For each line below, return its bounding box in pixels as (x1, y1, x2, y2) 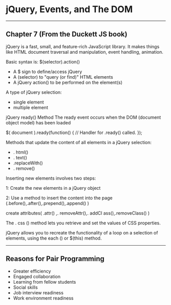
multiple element (13, 104, 48, 110)
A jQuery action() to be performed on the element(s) (13, 79, 123, 85)
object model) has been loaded (6, 119, 71, 125)
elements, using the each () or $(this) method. (6, 235, 102, 241)
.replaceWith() (13, 160, 43, 166)
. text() (13, 154, 27, 160)
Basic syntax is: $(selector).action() (6, 58, 80, 64)
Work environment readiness (13, 295, 74, 301)
